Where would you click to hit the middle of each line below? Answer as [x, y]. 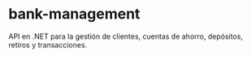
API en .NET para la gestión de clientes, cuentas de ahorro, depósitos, [126, 36]
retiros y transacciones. [48, 44]
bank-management [74, 14]
